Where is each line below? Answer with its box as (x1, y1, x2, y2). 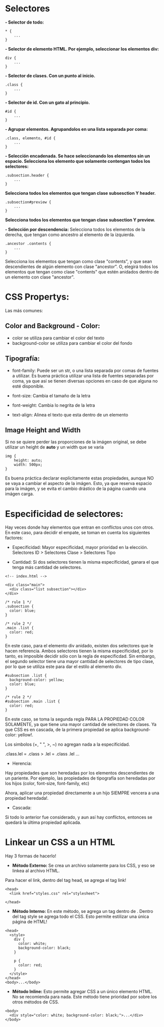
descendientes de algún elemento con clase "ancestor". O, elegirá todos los (5, 264, 158, 270)
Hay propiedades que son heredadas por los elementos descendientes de (5, 770, 154, 776)
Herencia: (12, 760, 32, 766)
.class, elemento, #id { (5, 136, 56, 141)
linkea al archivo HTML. (12, 868, 60, 874)
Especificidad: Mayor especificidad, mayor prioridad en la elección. (12, 544, 148, 550)
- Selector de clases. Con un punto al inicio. (5, 72, 95, 79)
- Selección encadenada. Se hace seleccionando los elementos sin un (5, 153, 150, 159)
